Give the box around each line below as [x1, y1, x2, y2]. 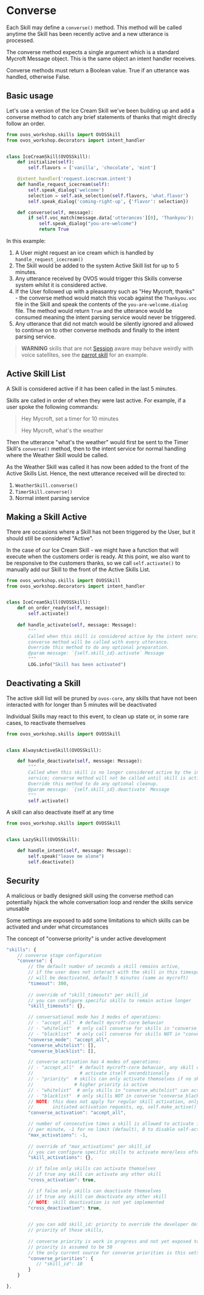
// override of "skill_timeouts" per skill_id [28, 992, 148, 998]
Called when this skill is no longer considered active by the [28, 769, 191, 775]
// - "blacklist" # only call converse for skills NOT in [28, 1031, 181, 1037]
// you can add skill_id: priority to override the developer [28, 1221, 189, 1228]
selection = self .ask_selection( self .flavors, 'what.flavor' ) [28, 193, 189, 199]
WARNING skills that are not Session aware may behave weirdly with [21, 345, 194, 352]
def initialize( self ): [17, 159, 75, 165]
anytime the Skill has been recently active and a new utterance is [6, 30, 169, 37]
